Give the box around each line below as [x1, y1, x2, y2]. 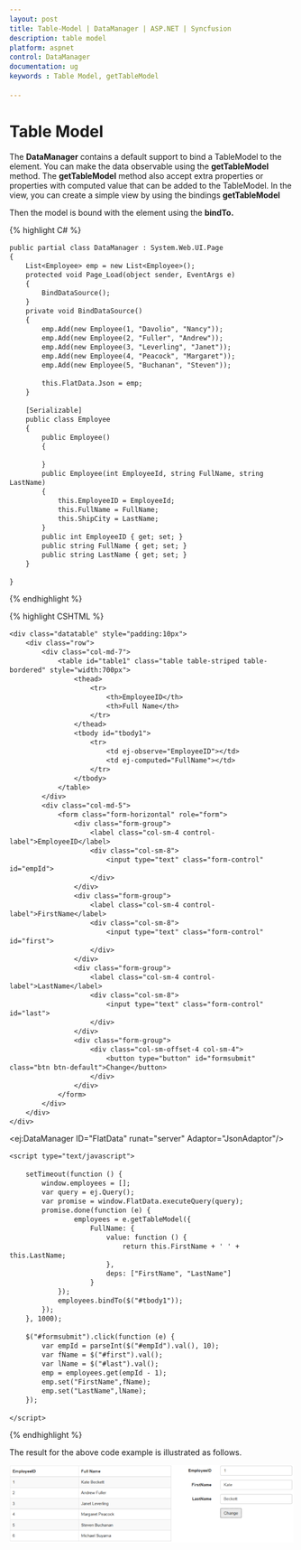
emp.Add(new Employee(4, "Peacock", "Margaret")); [41, 351, 236, 360]
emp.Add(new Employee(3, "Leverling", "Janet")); [41, 342, 232, 351]
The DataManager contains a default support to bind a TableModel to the [9, 151, 282, 162]
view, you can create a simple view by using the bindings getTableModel [9, 190, 281, 201]
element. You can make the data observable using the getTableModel [9, 161, 269, 172]
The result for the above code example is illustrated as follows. [9, 1446, 242, 1458]
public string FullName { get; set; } [41, 541, 187, 550]
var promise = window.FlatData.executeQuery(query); [41, 1197, 244, 1206]
